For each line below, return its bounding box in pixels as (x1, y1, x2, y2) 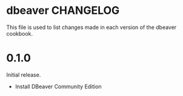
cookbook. (6, 30, 33, 37)
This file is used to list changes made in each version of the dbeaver (6, 24, 177, 31)
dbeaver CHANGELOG (6, 4, 120, 18)
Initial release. (6, 71, 41, 78)
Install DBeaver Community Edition (15, 83, 102, 90)
